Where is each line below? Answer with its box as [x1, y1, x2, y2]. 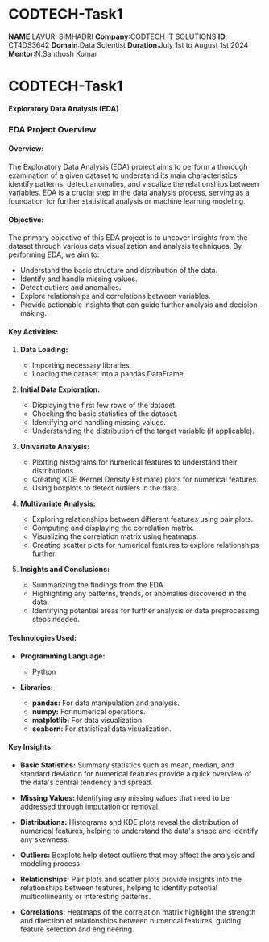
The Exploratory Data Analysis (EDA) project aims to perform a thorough [8, 162, 248, 171]
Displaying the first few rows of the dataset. [31, 401, 177, 410]
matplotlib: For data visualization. [31, 715, 145, 725]
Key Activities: [8, 326, 59, 336]
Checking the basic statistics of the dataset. [31, 409, 179, 418]
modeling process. [19, 858, 82, 868]
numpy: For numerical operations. [31, 706, 147, 716]
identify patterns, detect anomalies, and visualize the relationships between [8, 179, 259, 188]
